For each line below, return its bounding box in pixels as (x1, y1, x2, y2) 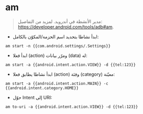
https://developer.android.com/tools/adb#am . (17, 23, 114, 30)
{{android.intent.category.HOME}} (5, 85, 79, 91)
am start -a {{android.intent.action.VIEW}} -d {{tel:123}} (5, 62, 136, 67)
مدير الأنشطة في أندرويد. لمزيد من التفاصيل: (17, 18, 103, 24)
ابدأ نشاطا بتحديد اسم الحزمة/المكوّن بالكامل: (12, 34, 99, 40)
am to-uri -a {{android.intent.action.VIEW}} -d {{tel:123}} (5, 104, 138, 109)
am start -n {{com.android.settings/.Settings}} (5, 43, 111, 48)
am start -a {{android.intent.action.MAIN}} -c (5, 81, 109, 86)
